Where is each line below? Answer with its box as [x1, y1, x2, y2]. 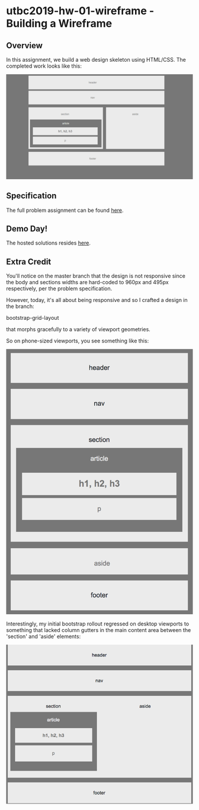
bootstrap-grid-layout [6, 315, 59, 322]
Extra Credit [6, 256, 52, 266]
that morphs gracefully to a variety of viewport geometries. [6, 326, 151, 333]
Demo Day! [6, 224, 48, 234]
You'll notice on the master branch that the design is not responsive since [6, 272, 185, 279]
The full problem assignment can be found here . [6, 207, 124, 214]
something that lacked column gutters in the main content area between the [6, 627, 191, 634]
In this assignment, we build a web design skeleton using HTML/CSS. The [6, 56, 187, 63]
